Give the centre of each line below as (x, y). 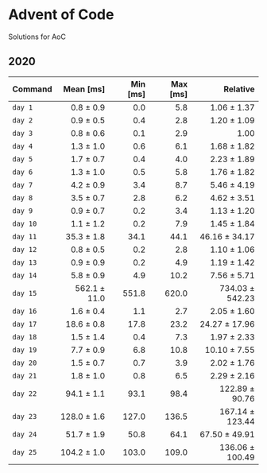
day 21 (25, 376)
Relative (239, 89)
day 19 (25, 350)
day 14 (25, 275)
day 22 (25, 394)
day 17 (25, 324)
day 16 (25, 311)
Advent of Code (61, 15)
